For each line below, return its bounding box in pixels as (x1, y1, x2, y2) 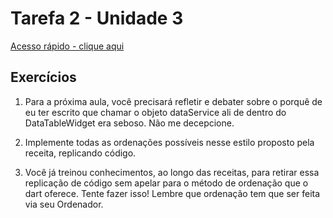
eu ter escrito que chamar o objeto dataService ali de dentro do (24, 106, 287, 118)
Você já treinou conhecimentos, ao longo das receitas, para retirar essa (24, 166, 320, 178)
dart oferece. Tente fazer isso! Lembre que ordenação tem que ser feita (24, 187, 321, 199)
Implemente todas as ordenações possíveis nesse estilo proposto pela (24, 136, 315, 148)
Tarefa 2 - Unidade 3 (10, 7, 184, 30)
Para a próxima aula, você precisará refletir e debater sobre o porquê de (24, 95, 323, 107)
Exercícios (10, 69, 77, 86)
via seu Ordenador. (24, 198, 104, 210)
